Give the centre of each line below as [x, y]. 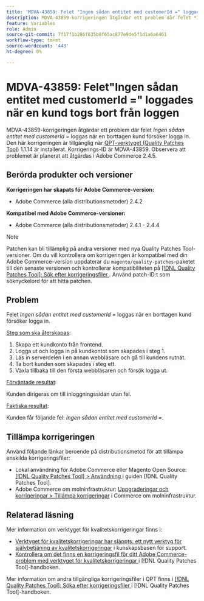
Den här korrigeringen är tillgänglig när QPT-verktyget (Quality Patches [95, 142]
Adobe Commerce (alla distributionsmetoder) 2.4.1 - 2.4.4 [87, 225]
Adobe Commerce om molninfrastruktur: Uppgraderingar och [92, 489]
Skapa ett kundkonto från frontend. [59, 345]
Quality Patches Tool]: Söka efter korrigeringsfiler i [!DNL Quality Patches [98, 585]
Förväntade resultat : [32, 382]
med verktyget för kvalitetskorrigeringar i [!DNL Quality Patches [117, 560]
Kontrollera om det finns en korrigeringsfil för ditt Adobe [85, 554]
